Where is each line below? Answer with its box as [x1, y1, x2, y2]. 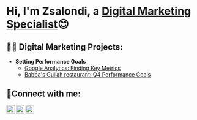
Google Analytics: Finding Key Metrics [24, 64, 121, 72]
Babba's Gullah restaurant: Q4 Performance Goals [24, 71, 151, 78]
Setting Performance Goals [15, 58, 86, 65]
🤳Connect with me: [6, 89, 81, 99]
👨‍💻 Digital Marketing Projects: [6, 42, 123, 52]
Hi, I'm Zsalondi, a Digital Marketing [6, 4, 191, 18]
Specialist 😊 [6, 17, 69, 31]
